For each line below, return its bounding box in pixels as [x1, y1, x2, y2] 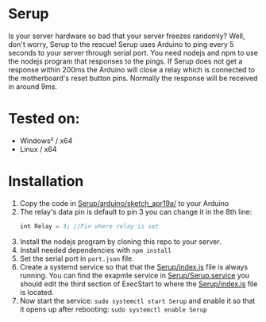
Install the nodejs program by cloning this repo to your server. [19, 236, 222, 246]
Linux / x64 [19, 144, 57, 153]
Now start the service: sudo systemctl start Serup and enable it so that [19, 296, 256, 305]
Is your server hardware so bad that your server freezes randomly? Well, [8, 31, 245, 41]
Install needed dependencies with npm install [19, 245, 172, 254]
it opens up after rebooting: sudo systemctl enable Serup [19, 304, 208, 314]
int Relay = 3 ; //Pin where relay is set [19, 222, 160, 231]
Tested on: [8, 110, 80, 128]
